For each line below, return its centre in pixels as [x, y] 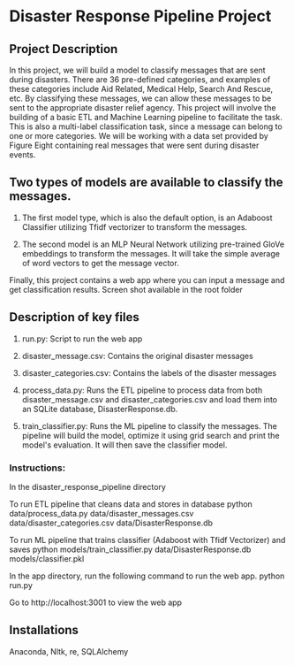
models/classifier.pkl [47, 558]
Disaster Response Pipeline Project [140, 16]
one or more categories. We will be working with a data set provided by [139, 136]
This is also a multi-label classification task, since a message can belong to [146, 126]
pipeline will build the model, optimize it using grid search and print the [151, 435]
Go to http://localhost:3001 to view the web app [96, 602]
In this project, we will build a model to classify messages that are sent [138, 70]
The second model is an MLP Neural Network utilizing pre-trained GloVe [153, 244]
